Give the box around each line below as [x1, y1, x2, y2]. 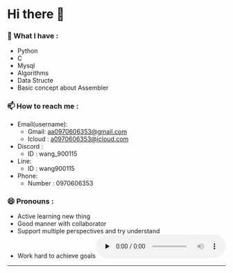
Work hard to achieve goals [17, 251, 96, 260]
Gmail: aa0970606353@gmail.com [27, 127, 127, 135]
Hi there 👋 [7, 6, 64, 22]
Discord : [17, 142, 44, 150]
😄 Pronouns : [7, 196, 54, 206]
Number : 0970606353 [27, 179, 94, 187]
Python [17, 47, 38, 55]
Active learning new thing [17, 212, 91, 221]
